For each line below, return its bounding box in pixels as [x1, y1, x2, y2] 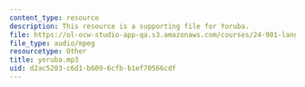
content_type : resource [9, 13, 100, 23]
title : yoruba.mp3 [9, 55, 79, 64]
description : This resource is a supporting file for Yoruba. [9, 22, 250, 31]
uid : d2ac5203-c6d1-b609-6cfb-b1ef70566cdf [9, 64, 177, 73]
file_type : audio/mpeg [9, 38, 95, 48]
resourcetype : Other [9, 47, 88, 56]
